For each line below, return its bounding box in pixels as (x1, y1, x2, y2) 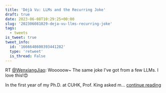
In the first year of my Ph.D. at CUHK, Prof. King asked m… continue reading (5, 82, 161, 88)
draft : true (5, 12, 30, 17)
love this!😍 (5, 73, 28, 79)
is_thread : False (9, 53, 46, 59)
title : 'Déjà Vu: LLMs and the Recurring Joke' (5, 7, 106, 12)
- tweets (9, 30, 28, 35)
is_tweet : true (5, 35, 37, 40)
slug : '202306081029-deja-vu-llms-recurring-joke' (5, 21, 113, 26)
